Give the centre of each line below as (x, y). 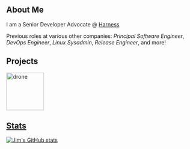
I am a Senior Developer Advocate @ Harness (63, 24)
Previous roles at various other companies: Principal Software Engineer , (95, 36)
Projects (22, 62)
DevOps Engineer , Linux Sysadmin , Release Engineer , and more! (86, 42)
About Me (25, 10)
